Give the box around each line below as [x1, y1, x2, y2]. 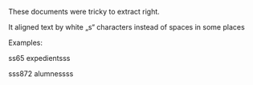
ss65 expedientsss [8, 54, 71, 63]
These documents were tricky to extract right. [8, 7, 161, 16]
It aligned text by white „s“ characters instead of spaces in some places [8, 22, 245, 31]
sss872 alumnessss [8, 69, 74, 79]
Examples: [8, 38, 43, 47]
